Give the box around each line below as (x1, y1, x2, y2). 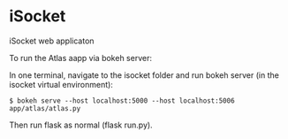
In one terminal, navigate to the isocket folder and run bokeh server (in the (9, 69, 280, 81)
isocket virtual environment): (9, 79, 113, 89)
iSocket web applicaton (9, 35, 95, 46)
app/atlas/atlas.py (9, 104, 81, 112)
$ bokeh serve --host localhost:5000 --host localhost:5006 (9, 96, 236, 105)
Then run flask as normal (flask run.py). (9, 120, 153, 130)
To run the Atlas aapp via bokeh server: (9, 52, 153, 63)
